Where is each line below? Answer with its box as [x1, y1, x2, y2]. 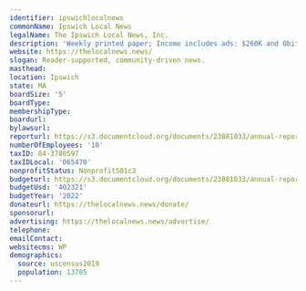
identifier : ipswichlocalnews [9, 13, 125, 23]
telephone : [9, 225, 51, 234]
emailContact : [9, 234, 64, 243]
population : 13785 [17, 268, 88, 277]
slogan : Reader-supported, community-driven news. [9, 56, 206, 65]
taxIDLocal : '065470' [9, 157, 92, 167]
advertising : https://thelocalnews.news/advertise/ [9, 216, 209, 226]
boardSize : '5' [9, 89, 67, 99]
